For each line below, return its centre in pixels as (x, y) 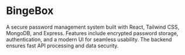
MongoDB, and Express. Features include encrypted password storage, (92, 33)
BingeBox (30, 11)
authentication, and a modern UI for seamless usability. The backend (89, 39)
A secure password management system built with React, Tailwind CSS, (93, 27)
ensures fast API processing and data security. (62, 46)
